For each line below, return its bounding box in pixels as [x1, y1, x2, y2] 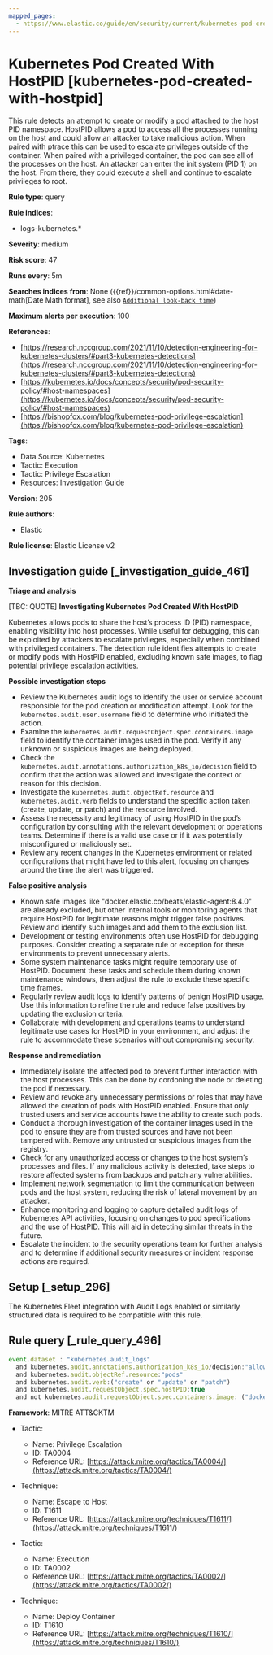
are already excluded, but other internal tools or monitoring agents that [19, 905, 258, 915]
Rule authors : [8, 509, 55, 519]
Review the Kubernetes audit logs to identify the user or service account [19, 692, 262, 702]
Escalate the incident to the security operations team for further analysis [19, 1239, 263, 1249]
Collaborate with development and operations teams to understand [19, 1017, 245, 1027]
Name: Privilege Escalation [32, 1439, 123, 1449]
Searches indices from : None [8, 286, 109, 297]
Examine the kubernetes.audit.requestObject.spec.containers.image [19, 727, 253, 737]
